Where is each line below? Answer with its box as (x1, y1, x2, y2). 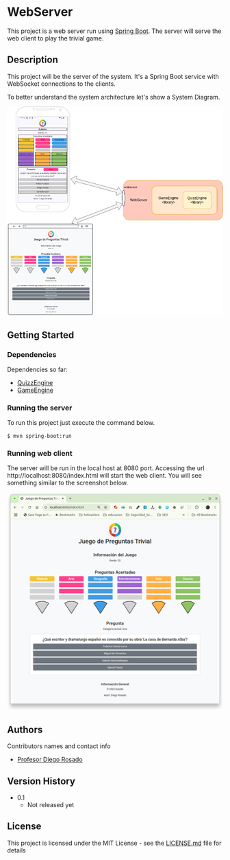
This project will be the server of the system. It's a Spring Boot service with (7, 72, 219, 80)
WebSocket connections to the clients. (7, 80, 116, 88)
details (7, 846, 26, 855)
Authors (7, 723, 43, 735)
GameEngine (16, 386, 53, 394)
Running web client (7, 449, 73, 458)
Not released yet (27, 801, 75, 809)
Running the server (7, 403, 73, 412)
